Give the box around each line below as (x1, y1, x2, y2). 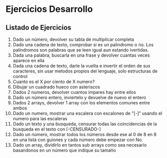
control (12, 74, 28, 79)
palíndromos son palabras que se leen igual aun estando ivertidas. (12, 47, 149, 53)
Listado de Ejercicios (5, 23, 72, 32)
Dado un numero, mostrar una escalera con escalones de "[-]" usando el (12, 110, 163, 116)
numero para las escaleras (12, 116, 68, 121)
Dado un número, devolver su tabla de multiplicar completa (12, 36, 134, 42)
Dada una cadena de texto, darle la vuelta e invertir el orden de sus (12, 63, 151, 69)
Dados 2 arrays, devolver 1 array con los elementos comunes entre (12, 100, 150, 105)
